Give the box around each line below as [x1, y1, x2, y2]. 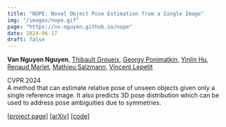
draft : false [7, 36, 45, 43]
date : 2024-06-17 [7, 29, 58, 37]
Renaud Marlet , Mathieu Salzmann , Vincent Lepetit [7, 63, 153, 71]
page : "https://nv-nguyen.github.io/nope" [7, 23, 133, 30]
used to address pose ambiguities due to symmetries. [7, 98, 162, 107]
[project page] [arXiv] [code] [7, 112, 90, 121]
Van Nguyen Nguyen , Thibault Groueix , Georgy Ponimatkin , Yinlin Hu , [7, 55, 209, 63]
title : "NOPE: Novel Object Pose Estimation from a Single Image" [7, 10, 204, 17]
